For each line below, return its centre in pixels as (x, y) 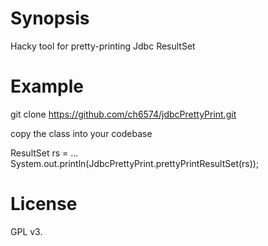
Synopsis (50, 18)
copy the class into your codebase (81, 133)
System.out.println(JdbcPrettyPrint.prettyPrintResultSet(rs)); (135, 163)
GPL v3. (26, 231)
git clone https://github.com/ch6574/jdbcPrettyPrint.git (123, 114)
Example (47, 86)
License (44, 204)
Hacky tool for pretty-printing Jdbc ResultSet (103, 46)
